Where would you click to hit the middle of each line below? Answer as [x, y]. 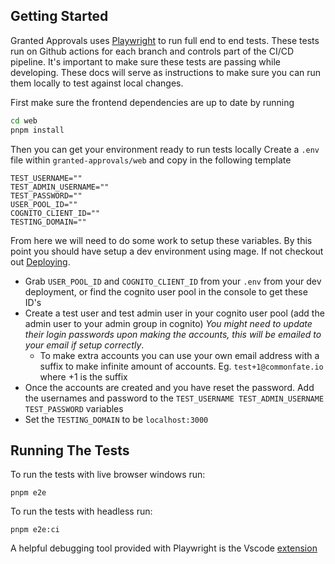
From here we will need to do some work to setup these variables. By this [161, 240]
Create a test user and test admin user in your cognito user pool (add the [174, 313]
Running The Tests [70, 450]
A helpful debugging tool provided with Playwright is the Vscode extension [164, 548]
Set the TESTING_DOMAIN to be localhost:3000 [116, 419]
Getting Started [59, 16]
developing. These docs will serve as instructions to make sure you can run [166, 72]
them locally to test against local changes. [97, 83]
